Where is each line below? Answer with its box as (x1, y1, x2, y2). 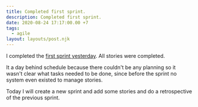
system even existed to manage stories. (6, 76, 103, 83)
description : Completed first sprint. (6, 14, 102, 20)
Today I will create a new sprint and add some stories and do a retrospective (6, 88, 192, 95)
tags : (6, 25, 20, 31)
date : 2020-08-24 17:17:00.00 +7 (6, 20, 89, 25)
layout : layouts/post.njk (6, 36, 70, 42)
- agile (11, 31, 31, 37)
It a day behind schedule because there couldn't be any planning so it (6, 64, 176, 71)
